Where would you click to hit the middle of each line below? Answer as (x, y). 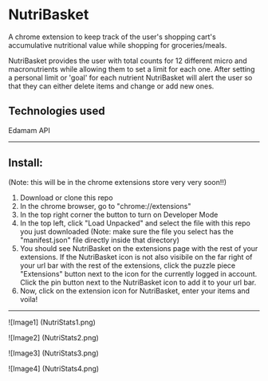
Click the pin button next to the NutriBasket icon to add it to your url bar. (138, 282)
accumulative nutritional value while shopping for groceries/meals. (118, 45)
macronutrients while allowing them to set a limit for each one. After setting (132, 69)
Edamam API (29, 130)
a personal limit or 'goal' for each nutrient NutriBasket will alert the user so (130, 77)
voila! (29, 299)
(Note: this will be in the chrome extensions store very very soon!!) (118, 182)
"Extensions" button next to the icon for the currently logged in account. (138, 273)
